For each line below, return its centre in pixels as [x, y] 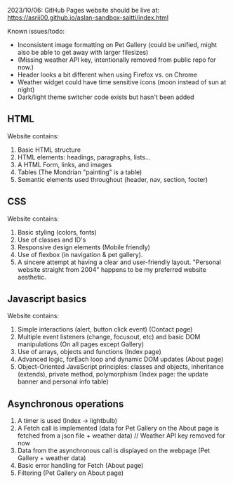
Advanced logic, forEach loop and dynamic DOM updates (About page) [120, 359]
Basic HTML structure [49, 150]
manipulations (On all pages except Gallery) [81, 344]
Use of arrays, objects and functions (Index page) [89, 352]
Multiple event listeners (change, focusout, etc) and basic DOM [109, 337]
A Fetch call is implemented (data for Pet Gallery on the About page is [118, 429]
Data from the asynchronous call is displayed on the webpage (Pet [114, 451]
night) [26, 90]
